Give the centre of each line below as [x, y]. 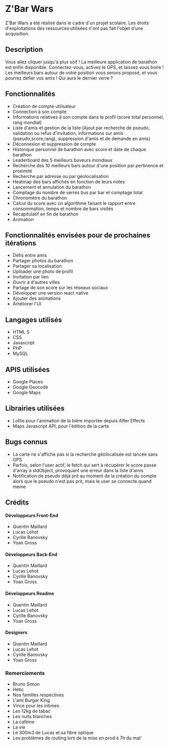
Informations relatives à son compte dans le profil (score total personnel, [88, 117]
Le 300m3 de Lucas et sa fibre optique [53, 733]
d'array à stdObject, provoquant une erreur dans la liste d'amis [78, 470]
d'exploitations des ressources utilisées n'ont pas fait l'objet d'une [74, 28]
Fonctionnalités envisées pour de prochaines [78, 235]
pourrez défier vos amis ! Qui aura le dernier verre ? [59, 78]
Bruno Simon [26, 684]
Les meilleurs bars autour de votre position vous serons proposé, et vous [81, 73]
